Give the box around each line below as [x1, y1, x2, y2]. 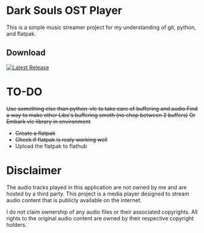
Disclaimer [6, 163, 62, 177]
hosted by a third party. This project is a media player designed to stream [6, 190, 189, 197]
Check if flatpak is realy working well [15, 136, 108, 143]
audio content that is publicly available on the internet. [6, 196, 142, 203]
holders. [6, 221, 27, 228]
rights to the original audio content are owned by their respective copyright [6, 214, 194, 222]
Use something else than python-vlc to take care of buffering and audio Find [6, 105, 198, 112]
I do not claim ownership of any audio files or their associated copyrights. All [6, 208, 198, 215]
